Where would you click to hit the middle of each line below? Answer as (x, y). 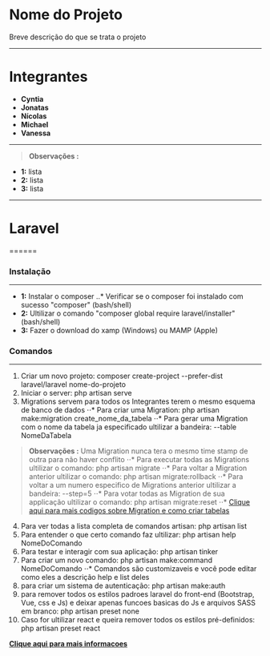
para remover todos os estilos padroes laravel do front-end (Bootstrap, (137, 594)
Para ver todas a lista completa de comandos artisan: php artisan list (134, 526)
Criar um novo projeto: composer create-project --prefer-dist (122, 376)
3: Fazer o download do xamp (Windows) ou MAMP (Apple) (119, 331)
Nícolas (34, 116)
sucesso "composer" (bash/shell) (76, 305)
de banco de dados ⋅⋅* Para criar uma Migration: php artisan (120, 410)
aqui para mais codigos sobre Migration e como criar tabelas (129, 511)
